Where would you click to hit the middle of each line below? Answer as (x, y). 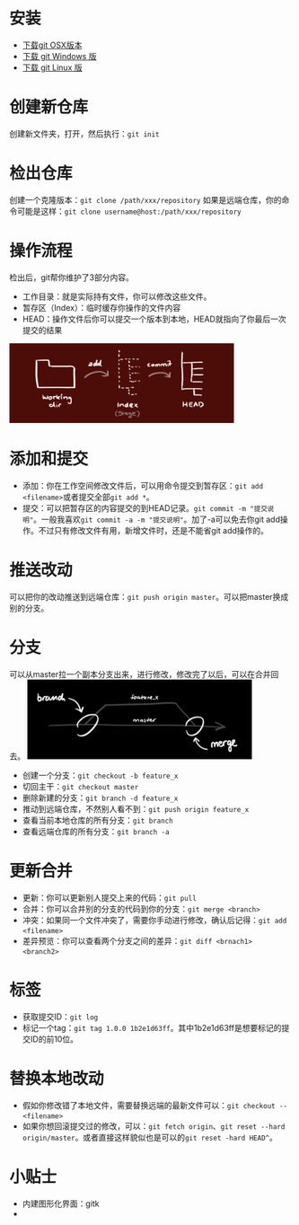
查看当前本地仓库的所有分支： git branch (97, 820)
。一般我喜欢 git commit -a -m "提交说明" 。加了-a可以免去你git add (157, 519)
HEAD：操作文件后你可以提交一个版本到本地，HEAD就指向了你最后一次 (154, 319)
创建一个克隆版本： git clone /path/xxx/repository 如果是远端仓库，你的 (145, 199)
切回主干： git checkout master (80, 786)
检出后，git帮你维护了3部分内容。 (72, 277)
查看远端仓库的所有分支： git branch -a (96, 831)
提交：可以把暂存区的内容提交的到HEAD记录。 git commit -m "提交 (145, 507)
